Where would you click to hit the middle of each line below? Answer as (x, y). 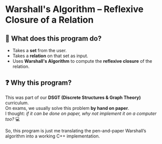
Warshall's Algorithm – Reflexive (74, 9)
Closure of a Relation (49, 20)
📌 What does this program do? (53, 38)
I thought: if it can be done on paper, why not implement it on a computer (81, 113)
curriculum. (17, 103)
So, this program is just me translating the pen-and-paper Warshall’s (76, 130)
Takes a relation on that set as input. (50, 56)
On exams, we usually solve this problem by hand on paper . (67, 108)
